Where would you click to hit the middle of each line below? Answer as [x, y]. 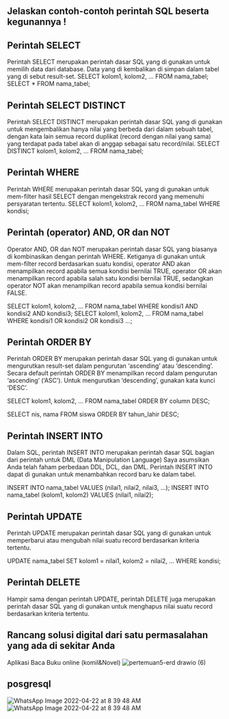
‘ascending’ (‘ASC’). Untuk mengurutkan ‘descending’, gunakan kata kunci [111, 381]
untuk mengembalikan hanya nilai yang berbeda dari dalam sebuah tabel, [110, 129]
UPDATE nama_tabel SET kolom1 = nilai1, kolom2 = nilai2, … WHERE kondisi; [114, 561]
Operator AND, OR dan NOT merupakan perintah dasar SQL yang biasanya [112, 249]
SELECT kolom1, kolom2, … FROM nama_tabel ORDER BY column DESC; [109, 401]
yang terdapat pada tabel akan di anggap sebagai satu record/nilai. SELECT [113, 144]
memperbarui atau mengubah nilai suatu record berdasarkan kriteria [103, 541]
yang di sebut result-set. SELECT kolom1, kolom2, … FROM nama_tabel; [108, 76]
